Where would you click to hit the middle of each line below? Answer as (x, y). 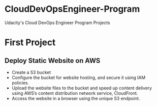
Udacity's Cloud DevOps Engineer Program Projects (57, 23)
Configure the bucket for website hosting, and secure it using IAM (78, 78)
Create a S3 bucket (31, 72)
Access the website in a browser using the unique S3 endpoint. (76, 98)
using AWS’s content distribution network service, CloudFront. (75, 93)
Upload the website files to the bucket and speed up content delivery (82, 88)
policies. (20, 82)
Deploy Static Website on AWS (52, 61)
